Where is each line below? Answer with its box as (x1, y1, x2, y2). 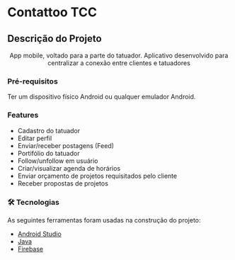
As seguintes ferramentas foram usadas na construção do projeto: (7, 215, 201, 224)
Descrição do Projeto (7, 33, 102, 45)
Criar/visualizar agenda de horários (17, 164, 121, 172)
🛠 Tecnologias (7, 197, 60, 207)
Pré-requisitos (7, 76, 58, 86)
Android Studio (17, 230, 62, 238)
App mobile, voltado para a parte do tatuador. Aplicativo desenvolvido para (9, 51, 229, 60)
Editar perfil (17, 134, 52, 142)
